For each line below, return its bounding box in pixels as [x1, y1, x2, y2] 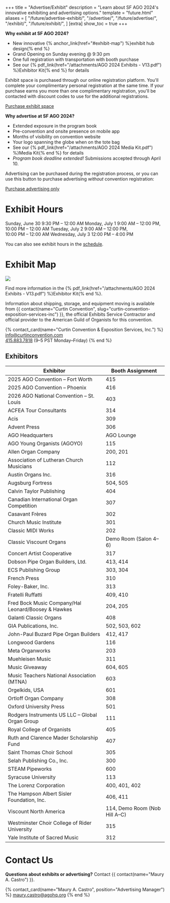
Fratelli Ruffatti [8, 591, 42, 598]
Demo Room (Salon [105, 535, 152, 542]
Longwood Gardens [8, 639, 55, 646]
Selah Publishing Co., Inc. [8, 757, 68, 764]
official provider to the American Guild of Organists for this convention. [5, 316, 153, 322]
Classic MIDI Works [8, 527, 54, 534]
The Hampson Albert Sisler [8, 790, 72, 797]
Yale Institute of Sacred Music [8, 834, 79, 841]
